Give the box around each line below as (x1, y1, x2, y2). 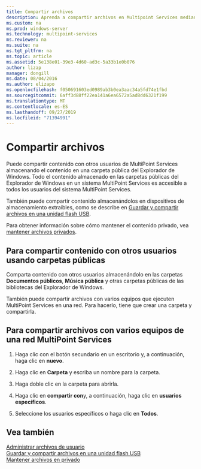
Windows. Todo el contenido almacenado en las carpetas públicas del (6, 173, 179, 181)
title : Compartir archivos (6, 8, 74, 15)
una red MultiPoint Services (6, 335, 112, 345)
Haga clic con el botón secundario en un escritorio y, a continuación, (14, 350, 185, 357)
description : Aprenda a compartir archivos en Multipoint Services (6, 14, 178, 20)
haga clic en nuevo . (14, 357, 64, 364)
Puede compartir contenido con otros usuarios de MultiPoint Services (6, 160, 178, 168)
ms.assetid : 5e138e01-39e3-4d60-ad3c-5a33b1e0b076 (6, 59, 135, 65)
